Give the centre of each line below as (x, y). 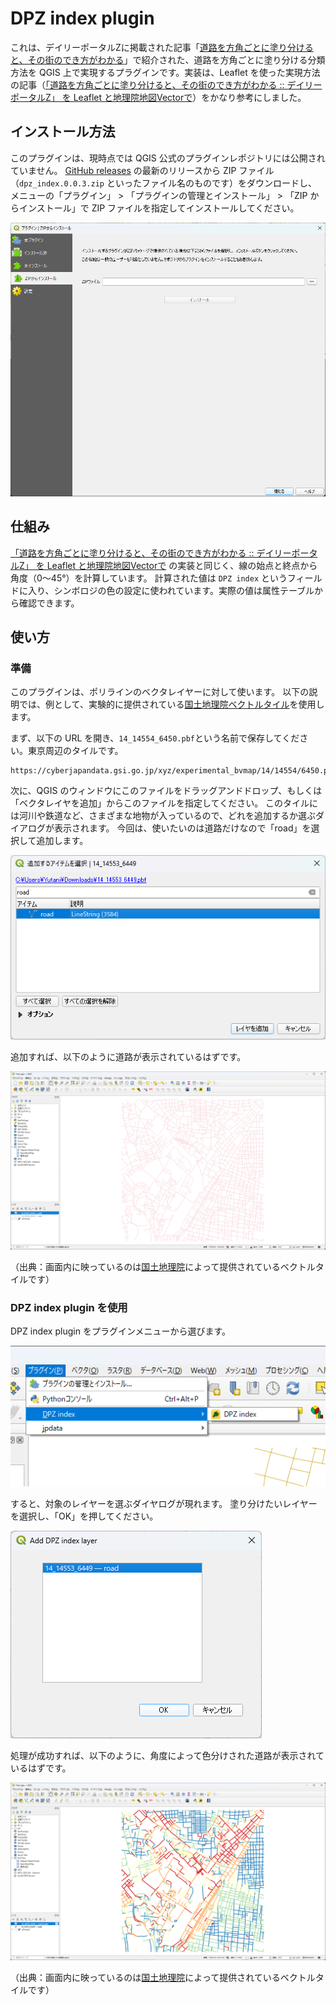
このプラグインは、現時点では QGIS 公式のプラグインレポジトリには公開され (168, 158)
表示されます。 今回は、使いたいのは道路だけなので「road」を (182, 828)
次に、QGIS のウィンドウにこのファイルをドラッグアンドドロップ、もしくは (166, 791)
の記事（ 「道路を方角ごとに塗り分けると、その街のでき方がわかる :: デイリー (166, 84)
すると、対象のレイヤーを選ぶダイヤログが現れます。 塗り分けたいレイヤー (164, 1503)
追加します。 (62, 841)
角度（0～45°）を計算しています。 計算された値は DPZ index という (149, 578)
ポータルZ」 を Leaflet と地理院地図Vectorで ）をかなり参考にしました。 (158, 97)
